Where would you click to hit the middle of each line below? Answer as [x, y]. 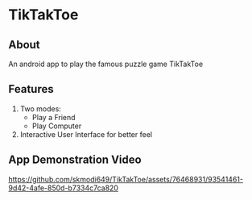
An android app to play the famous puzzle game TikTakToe [106, 64]
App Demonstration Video [75, 160]
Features [31, 89]
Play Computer [57, 126]
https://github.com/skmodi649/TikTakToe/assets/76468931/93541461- [126, 179]
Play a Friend [54, 117]
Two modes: [41, 108]
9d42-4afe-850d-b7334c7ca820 [64, 188]
